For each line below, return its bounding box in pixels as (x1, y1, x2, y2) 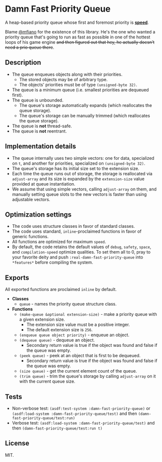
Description (5, 58, 41, 67)
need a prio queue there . (5, 44, 55, 50)
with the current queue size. (19, 378, 75, 384)
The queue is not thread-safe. (12, 123, 72, 129)
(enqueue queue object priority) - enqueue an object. (19, 332, 130, 338)
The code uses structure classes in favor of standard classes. (12, 223, 135, 229)
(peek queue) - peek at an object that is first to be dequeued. (19, 353, 141, 359)
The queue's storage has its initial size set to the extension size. (12, 165, 139, 171)
